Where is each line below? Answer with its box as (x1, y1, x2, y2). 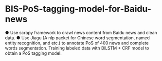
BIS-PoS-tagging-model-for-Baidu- (5, 3, 152, 15)
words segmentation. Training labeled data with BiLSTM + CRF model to (5, 45, 149, 51)
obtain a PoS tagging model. (5, 50, 62, 56)
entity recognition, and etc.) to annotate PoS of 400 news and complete (5, 40, 149, 46)
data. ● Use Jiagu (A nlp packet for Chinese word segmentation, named (5, 35, 150, 41)
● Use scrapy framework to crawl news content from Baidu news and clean (5, 30, 157, 35)
